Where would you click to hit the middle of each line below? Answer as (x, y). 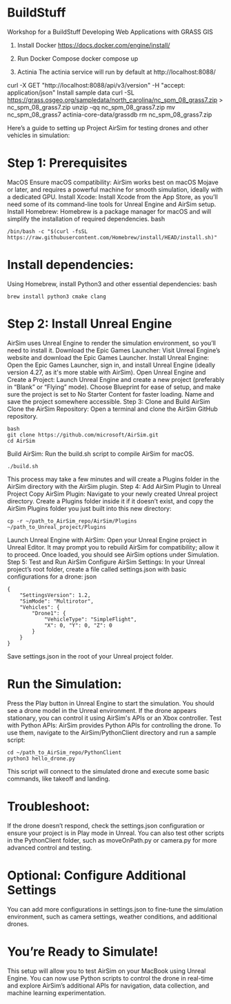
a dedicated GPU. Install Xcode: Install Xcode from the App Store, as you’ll (113, 197)
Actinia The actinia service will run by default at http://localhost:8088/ (116, 72)
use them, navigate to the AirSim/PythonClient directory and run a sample (112, 732)
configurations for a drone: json (52, 576)
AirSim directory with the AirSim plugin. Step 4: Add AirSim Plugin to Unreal (114, 486)
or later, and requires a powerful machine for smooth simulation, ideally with (115, 189)
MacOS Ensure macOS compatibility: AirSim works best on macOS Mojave (113, 182)
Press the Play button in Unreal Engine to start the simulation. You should (111, 703)
